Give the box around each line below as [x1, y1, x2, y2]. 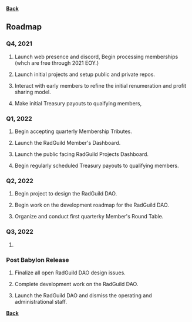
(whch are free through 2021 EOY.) [14, 59, 99, 67]
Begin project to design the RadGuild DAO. [14, 190, 117, 197]
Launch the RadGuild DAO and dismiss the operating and [14, 291, 153, 299]
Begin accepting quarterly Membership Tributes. [14, 128, 132, 135]
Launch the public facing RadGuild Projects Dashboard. [14, 150, 149, 158]
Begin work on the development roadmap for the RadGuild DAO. [14, 201, 169, 208]
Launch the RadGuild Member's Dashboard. [14, 139, 121, 146]
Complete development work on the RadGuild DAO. [14, 280, 139, 287]
